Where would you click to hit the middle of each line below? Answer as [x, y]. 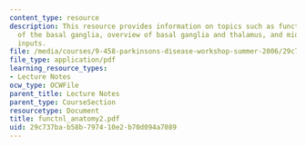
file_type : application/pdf [63, 60]
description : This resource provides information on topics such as [142, 26]
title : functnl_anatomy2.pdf [65, 119]
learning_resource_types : [58, 69]
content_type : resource [55, 18]
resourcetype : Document [55, 111]
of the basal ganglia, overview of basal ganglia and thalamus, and [150, 34]
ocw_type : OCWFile [44, 85]
